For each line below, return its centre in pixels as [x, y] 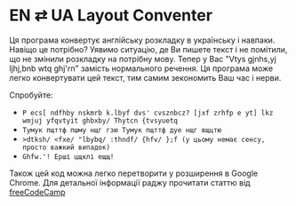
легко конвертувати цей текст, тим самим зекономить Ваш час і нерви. [145, 77]
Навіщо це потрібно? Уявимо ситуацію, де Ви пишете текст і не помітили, [148, 49]
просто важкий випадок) [66, 147]
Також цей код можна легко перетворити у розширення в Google [134, 173]
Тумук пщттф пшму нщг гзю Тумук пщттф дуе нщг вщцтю [122, 130]
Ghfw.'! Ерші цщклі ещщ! [68, 156]
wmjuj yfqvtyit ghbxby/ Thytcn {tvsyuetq [100, 121]
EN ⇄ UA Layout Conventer [111, 16]
